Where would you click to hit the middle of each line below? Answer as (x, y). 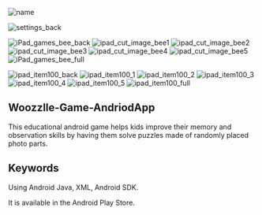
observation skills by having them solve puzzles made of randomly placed (129, 135)
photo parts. (28, 143)
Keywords (34, 168)
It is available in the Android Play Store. (72, 202)
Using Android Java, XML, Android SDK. (73, 187)
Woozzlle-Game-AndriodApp (82, 107)
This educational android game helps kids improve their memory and (120, 127)
